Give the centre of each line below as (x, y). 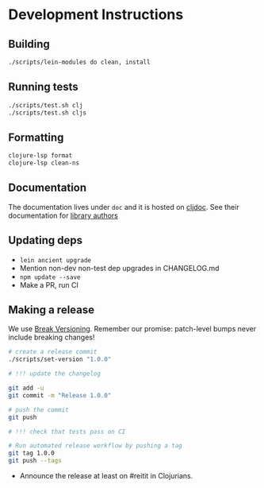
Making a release (52, 310)
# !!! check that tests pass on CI (67, 432)
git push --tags (35, 461)
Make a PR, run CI (49, 285)
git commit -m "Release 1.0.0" (60, 395)
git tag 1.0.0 (32, 453)
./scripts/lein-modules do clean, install (79, 62)
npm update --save (50, 277)
